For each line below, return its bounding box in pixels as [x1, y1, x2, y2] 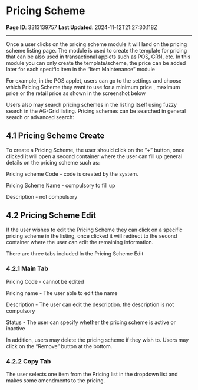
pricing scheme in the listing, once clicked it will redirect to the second [6, 232, 177, 240]
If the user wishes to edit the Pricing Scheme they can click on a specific [6, 226, 183, 233]
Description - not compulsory [6, 193, 78, 200]
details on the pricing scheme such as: [6, 159, 100, 166]
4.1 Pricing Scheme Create [6, 131, 105, 141]
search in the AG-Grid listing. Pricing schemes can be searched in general [6, 107, 186, 114]
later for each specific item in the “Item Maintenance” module [6, 65, 155, 73]
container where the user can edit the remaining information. [6, 238, 154, 245]
